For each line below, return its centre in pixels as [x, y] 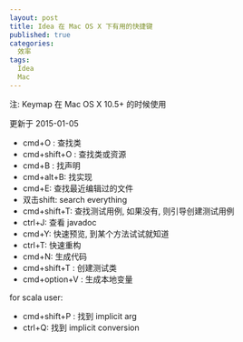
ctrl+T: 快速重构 [52, 245]
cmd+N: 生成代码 [55, 256]
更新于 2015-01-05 [44, 123]
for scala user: [36, 297]
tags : [19, 60]
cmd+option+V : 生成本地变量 [78, 279]
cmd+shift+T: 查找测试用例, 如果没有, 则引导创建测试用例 [128, 211]
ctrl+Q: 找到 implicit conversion [81, 327]
